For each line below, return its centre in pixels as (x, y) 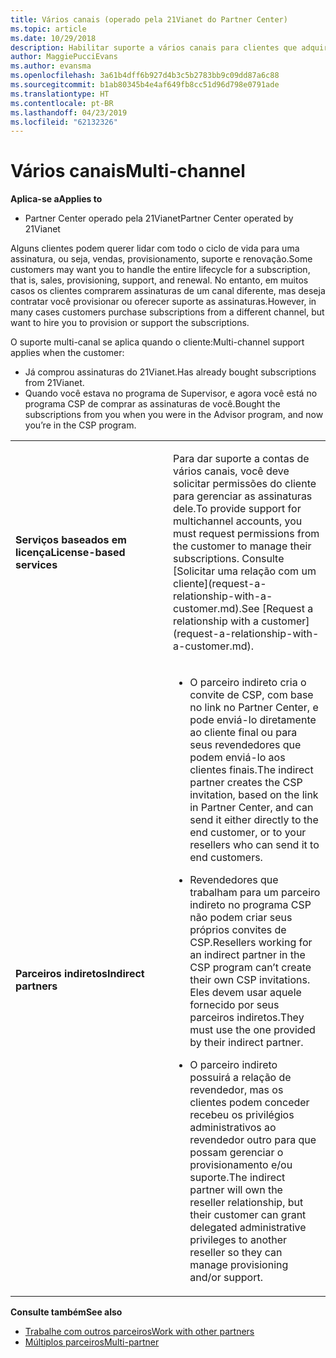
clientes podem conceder (249, 1103)
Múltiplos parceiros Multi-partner (92, 1342)
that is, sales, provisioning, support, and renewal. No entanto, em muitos (159, 280)
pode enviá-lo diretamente (253, 720)
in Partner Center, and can (251, 808)
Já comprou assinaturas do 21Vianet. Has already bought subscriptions (170, 372)
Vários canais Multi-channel (128, 171)
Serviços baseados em (71, 540)
